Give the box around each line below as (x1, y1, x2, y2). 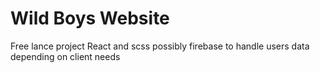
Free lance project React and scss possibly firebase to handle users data (10, 40, 310, 52)
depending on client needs (10, 50, 121, 62)
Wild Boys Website (10, 7, 170, 30)
